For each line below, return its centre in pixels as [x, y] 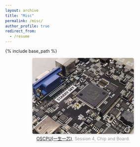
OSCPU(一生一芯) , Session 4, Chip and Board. [83, 139]
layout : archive [22, 10]
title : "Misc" [20, 16]
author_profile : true [27, 26]
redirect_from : [21, 31]
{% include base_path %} [31, 51]
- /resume [20, 37]
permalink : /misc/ [24, 21]
